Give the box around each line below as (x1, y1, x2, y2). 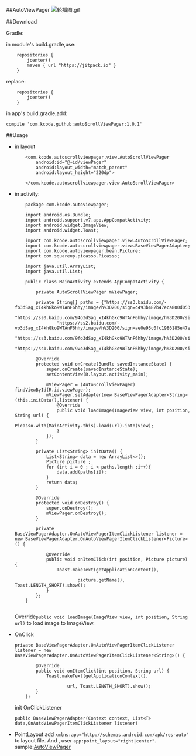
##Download (6, 18, 37, 25)
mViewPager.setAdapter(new (46, 392, 112, 398)
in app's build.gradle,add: (6, 110, 68, 117)
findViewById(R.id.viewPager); (14, 387, 91, 393)
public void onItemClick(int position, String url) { (36, 668, 170, 674)
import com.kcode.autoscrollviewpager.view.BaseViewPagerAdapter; (25, 243, 191, 249)
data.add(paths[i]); (56, 469, 107, 475)
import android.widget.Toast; (25, 228, 99, 233)
